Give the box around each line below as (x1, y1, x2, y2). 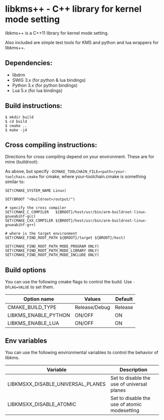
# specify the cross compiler (5, 206, 67, 210)
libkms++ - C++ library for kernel (5, 3, 142, 15)
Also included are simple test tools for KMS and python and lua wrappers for (5, 39, 159, 45)
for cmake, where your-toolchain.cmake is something (39, 174, 146, 180)
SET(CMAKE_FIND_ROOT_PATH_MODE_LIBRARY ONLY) (5, 248, 99, 253)
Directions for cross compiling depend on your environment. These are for (5, 154, 155, 160)
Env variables (5, 336, 47, 345)
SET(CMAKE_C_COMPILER (5, 210, 49, 215)
